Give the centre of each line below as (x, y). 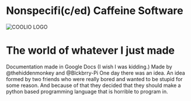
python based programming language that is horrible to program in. (87, 91)
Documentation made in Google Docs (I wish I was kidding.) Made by (89, 67)
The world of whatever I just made (91, 50)
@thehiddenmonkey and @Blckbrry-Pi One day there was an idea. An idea (95, 73)
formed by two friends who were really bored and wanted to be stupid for (94, 79)
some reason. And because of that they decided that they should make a (93, 85)
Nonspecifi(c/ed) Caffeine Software (95, 11)
